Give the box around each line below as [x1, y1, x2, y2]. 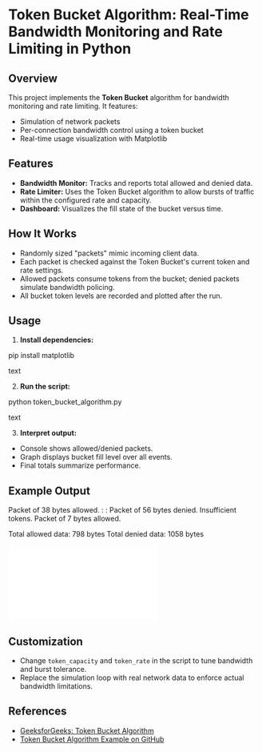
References [8, 705, 67, 718]
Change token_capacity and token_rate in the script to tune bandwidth [19, 656, 253, 666]
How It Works [8, 227, 77, 241]
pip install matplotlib [8, 351, 74, 360]
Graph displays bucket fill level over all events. [19, 452, 173, 462]
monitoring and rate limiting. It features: [8, 102, 138, 111]
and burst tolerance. [19, 665, 87, 674]
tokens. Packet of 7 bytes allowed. [8, 514, 121, 524]
